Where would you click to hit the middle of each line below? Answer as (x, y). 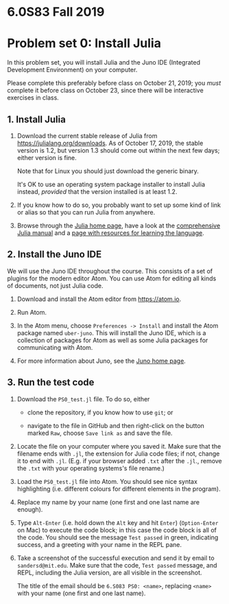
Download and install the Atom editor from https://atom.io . (99, 299)
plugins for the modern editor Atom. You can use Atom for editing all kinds (112, 278)
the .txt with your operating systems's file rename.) (91, 468)
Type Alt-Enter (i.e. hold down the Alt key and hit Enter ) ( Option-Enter (118, 522)
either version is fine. (47, 157)
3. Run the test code (51, 382)
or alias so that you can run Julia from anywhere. (86, 212)
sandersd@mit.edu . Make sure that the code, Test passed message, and (117, 565)
